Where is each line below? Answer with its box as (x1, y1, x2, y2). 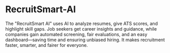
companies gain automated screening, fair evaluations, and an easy (5, 31, 148, 37)
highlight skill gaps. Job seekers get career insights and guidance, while (5, 25, 157, 32)
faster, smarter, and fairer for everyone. (5, 42, 88, 48)
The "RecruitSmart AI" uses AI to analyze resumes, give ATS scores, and (5, 20, 158, 26)
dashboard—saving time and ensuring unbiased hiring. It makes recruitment (5, 37, 165, 43)
